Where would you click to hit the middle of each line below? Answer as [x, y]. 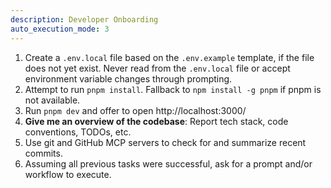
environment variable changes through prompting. [128, 78]
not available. [52, 100]
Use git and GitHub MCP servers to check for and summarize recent [165, 142]
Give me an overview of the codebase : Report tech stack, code [156, 121]
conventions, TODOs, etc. [78, 132]
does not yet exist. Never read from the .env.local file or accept [157, 68]
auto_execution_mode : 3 [60, 29]
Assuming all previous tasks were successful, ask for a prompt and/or [168, 163]
